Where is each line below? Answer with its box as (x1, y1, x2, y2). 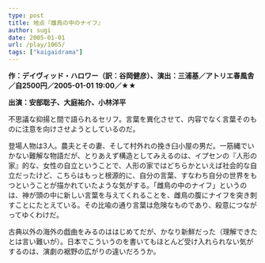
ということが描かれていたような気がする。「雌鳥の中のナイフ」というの (14, 181, 248, 190)
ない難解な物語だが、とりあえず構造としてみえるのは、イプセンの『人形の (14, 151, 257, 160)
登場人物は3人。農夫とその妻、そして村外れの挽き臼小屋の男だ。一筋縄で (8, 141, 248, 150)
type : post (8, 11, 44, 20)
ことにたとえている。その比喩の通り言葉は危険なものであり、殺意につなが (14, 201, 257, 209)
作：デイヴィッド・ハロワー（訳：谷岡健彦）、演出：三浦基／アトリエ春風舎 (8, 71, 255, 80)
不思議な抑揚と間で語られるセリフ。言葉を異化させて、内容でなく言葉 (8, 115, 237, 123)
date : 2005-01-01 (8, 33, 66, 42)
